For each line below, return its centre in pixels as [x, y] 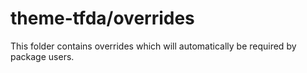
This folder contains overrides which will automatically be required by [153, 46]
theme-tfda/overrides [102, 18]
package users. [42, 56]
